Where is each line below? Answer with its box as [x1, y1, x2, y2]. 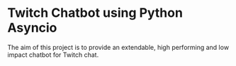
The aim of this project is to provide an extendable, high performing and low [7, 43, 229, 51]
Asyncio [7, 20, 57, 36]
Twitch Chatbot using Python [7, 5, 183, 21]
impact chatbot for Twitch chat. [7, 51, 99, 59]
